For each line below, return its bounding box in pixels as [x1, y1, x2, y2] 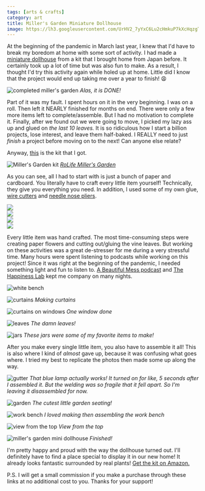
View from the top [58, 423, 104, 430]
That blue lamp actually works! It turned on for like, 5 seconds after [29, 375, 199, 382]
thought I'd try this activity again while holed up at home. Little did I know [7, 68, 190, 76]
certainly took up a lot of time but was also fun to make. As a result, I [7, 62, 179, 69]
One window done [66, 308, 113, 316]
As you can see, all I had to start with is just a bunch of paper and [7, 173, 171, 180]
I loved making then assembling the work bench [44, 411, 165, 419]
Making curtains [35, 296, 76, 303]
